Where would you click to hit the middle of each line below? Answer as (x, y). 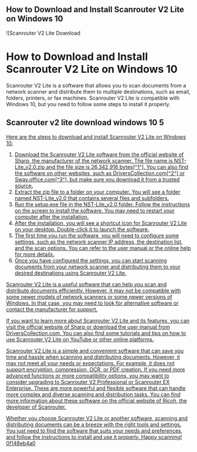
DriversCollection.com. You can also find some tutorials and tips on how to (96, 333)
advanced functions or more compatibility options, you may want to (88, 376)
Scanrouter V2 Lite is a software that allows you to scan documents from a (96, 85)
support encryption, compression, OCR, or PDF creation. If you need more (96, 369)
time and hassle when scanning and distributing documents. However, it (93, 357)
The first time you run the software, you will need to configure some (97, 235)
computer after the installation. (52, 217)
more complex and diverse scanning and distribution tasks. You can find (93, 394)
